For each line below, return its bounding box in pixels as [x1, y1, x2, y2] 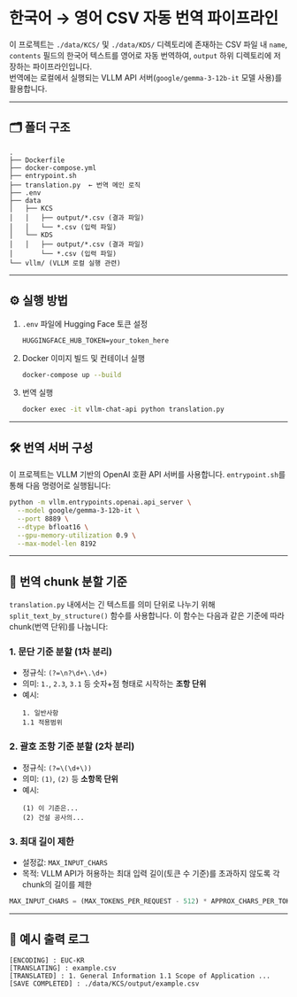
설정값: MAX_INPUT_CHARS [21, 857, 108, 868]
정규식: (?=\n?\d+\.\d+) [21, 668, 108, 678]
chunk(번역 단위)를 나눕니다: [9, 622, 109, 632]
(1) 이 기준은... [21, 803, 79, 813]
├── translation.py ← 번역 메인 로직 [9, 181, 141, 189]
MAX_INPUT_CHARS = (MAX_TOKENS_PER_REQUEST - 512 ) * [9, 897, 208, 906]
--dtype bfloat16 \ [17, 522, 89, 531]
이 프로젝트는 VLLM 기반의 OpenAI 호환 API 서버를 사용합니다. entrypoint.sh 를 [9, 469, 286, 480]
